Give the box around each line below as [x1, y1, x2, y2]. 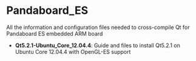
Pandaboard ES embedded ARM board [6, 30, 103, 37]
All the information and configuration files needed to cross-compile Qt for [6, 24, 190, 31]
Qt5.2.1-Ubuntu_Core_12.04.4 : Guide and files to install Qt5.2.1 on [15, 42, 180, 49]
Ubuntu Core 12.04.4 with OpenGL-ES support [15, 48, 131, 55]
